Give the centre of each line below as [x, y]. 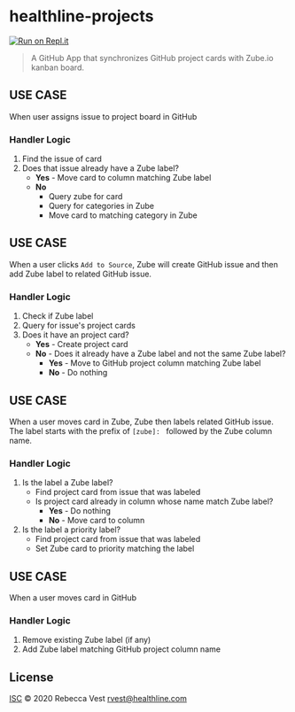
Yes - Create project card [82, 344]
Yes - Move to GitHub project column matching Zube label [155, 363]
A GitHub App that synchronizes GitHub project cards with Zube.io [152, 58]
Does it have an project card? [76, 335]
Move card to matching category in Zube [123, 215]
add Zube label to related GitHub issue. [81, 274]
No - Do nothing [78, 373]
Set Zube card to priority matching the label [115, 549]
